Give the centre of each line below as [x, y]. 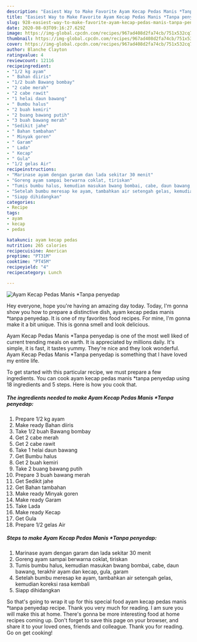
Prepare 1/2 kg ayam [40, 419]
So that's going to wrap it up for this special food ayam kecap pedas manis [96, 602]
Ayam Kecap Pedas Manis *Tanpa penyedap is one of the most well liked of [98, 336]
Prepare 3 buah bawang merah [52, 474]
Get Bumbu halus [36, 456]
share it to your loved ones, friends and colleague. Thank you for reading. [95, 626]
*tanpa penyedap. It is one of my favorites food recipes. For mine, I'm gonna [98, 318]
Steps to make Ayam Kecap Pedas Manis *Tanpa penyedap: [82, 538]
